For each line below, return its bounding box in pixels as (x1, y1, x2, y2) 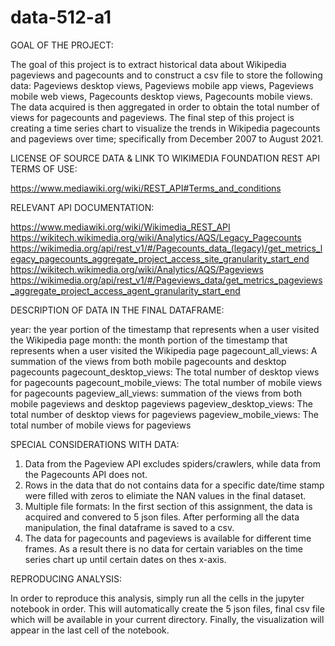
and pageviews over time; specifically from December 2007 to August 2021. (10, 132, 324, 145)
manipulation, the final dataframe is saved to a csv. (24, 521, 235, 533)
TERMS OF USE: (10, 162, 78, 175)
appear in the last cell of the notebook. (10, 624, 170, 636)
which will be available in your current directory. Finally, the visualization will (10, 613, 325, 625)
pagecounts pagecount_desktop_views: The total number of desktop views (10, 366, 320, 378)
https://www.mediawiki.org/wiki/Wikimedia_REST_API (10, 221, 231, 233)
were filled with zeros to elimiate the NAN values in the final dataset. (24, 489, 307, 501)
